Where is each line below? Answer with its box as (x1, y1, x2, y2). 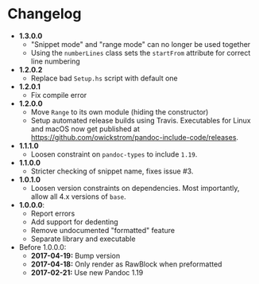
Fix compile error (30, 90, 87, 99)
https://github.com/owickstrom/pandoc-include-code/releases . (30, 132, 239, 142)
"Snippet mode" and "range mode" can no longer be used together (30, 39, 251, 49)
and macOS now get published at (30, 124, 141, 134)
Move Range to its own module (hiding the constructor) (30, 107, 209, 116)
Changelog (7, 5, 82, 23)
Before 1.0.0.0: (18, 242, 67, 251)
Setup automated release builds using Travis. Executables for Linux (30, 115, 251, 125)
